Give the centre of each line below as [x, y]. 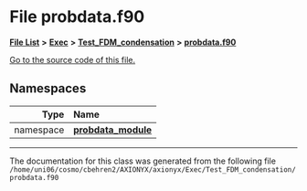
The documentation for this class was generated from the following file [143, 161]
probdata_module [112, 130]
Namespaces [48, 89]
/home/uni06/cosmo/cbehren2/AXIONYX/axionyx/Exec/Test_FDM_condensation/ [153, 170]
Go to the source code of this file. [73, 59]
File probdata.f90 [77, 17]
